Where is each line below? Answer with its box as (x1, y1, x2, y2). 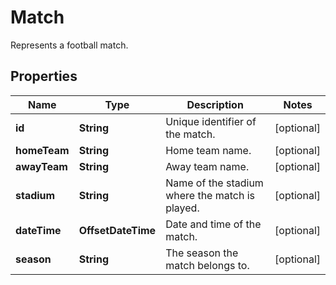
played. (165, 201, 200, 215)
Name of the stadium (165, 176, 264, 190)
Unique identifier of (165, 114, 257, 128)
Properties (10, 68, 78, 85)
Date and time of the (165, 217, 262, 231)
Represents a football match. (10, 39, 129, 51)
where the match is (165, 188, 256, 202)
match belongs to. (165, 258, 250, 272)
